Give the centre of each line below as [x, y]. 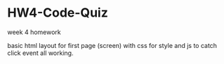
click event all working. [40, 53]
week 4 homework [34, 32]
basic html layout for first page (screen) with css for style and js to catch [112, 45]
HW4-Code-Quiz [58, 13]
